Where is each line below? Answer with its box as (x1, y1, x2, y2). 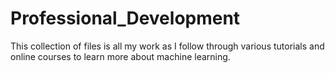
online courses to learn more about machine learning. (10, 50, 231, 62)
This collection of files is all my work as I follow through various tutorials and (10, 40, 325, 52)
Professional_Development (10, 7, 241, 30)
